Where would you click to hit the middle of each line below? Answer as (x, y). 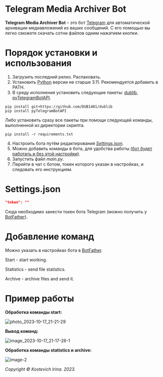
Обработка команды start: (34, 312)
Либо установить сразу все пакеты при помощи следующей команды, (79, 120)
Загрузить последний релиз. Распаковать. (57, 76)
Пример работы (40, 298)
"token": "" (17, 202)
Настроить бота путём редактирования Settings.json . (68, 143)
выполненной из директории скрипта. (45, 125)
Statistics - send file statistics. (35, 269)
